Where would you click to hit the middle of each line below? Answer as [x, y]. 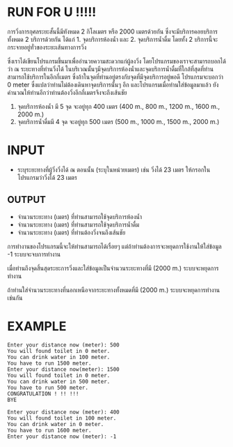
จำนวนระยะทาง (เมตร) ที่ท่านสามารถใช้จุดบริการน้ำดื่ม [78, 225]
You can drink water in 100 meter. [59, 357]
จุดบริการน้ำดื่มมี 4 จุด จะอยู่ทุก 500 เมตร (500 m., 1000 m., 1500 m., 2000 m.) [118, 121]
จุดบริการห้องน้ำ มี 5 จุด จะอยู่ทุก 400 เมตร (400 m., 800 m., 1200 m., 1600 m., [119, 106]
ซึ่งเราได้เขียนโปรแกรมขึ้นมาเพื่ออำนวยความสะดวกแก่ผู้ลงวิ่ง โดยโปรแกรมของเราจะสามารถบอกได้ [116, 61]
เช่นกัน [15, 298]
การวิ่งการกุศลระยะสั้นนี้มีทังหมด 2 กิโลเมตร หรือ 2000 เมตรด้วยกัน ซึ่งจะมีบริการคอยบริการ [112, 31]
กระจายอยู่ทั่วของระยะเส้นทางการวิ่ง [47, 47]
